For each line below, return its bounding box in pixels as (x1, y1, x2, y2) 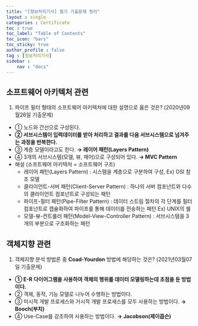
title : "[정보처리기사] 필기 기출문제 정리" (6, 8, 100, 15)
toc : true (6, 25, 33, 31)
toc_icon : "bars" (6, 36, 49, 42)
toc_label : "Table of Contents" (6, 31, 86, 37)
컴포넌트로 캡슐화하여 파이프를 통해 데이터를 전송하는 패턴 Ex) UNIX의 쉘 (23, 205, 191, 212)
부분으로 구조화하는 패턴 (34, 220, 90, 227)
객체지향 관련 (6, 239, 51, 249)
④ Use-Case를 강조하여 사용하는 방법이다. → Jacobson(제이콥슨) (14, 313, 171, 319)
